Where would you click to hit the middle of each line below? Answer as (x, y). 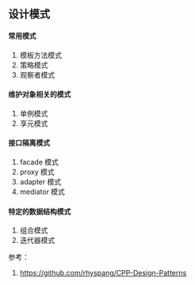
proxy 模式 (37, 172)
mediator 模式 (42, 192)
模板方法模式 (40, 55)
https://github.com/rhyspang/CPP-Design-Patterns (103, 273)
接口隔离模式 (29, 143)
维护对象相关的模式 (40, 94)
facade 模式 (39, 162)
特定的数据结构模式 (40, 211)
